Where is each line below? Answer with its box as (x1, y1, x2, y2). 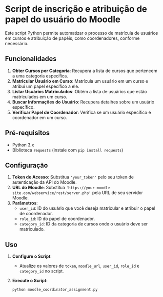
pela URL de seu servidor (92, 190, 143, 196)
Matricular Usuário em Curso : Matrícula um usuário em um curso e (12, 78, 148, 84)
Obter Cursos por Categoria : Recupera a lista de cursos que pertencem (12, 68, 158, 74)
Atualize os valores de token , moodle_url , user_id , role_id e (19, 263, 140, 269)
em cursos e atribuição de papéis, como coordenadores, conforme (5, 35, 140, 41)
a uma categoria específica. (12, 73, 68, 79)
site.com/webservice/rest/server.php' (12, 191, 91, 196)
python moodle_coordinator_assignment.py (12, 287, 98, 292)
